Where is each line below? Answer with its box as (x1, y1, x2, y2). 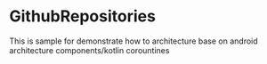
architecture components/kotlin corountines (9, 44, 170, 55)
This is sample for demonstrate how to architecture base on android (9, 36, 258, 46)
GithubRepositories (9, 6, 156, 27)
